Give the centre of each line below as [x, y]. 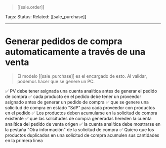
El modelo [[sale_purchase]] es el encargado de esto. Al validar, [82, 76]
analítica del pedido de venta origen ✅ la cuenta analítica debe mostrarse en [83, 124]
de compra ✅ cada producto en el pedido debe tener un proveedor [73, 97]
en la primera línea [24, 140]
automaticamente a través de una [75, 52]
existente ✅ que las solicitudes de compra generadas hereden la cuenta [78, 118]
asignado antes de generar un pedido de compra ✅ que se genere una [77, 102]
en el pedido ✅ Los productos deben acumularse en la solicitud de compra [81, 113]
